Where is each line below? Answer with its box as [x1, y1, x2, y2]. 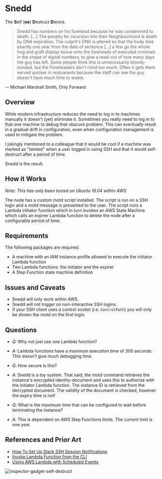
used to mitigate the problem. [5, 131, 64, 137]
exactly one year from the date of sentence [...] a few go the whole [16, 44, 150, 49]
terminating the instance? [12, 407, 63, 413]
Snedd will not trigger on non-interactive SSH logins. [12, 302, 117, 307]
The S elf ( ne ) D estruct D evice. [5, 19, 66, 25]
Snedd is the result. [5, 160, 44, 166]
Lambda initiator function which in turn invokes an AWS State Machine [5, 207, 145, 213]
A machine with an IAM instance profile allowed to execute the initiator [12, 254, 152, 260]
